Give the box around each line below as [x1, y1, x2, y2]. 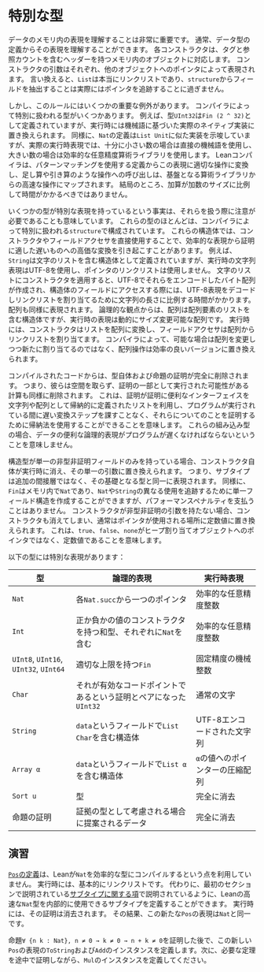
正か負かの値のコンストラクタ [75, 614, 186, 625]
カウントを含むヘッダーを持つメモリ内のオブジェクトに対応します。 [14, 54, 235, 64]
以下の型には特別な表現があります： [8, 552, 126, 561]
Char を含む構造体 [75, 732, 140, 743]
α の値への [196, 752, 232, 763]
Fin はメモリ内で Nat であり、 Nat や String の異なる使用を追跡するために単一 [8, 486, 247, 495]
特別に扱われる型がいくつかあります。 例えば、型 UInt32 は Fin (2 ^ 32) [14, 110, 245, 120]
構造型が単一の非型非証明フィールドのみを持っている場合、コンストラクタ [8, 456, 249, 466]
